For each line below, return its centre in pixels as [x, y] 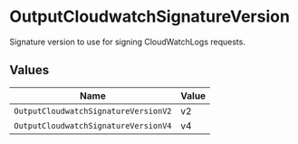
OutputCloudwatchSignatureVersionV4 [93, 125]
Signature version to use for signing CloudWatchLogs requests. [128, 42]
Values [29, 70]
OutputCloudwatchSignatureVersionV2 [93, 111]
